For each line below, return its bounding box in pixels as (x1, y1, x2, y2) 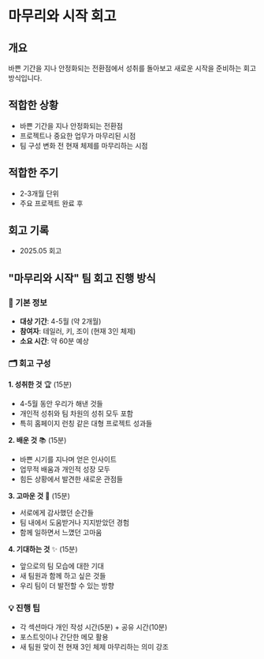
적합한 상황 (8, 99, 59, 112)
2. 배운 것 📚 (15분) (8, 436, 67, 445)
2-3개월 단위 (19, 189, 59, 198)
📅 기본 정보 (8, 297, 47, 308)
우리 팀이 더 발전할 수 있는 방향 (19, 581, 114, 590)
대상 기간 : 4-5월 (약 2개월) (19, 316, 102, 326)
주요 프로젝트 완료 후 (19, 198, 84, 208)
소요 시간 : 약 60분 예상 (19, 336, 89, 346)
